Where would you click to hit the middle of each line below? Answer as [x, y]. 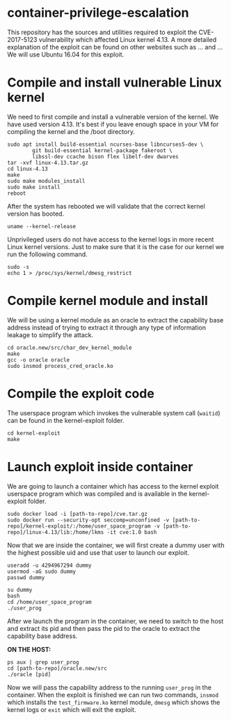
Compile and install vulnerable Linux [114, 83]
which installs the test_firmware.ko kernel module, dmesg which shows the [114, 702]
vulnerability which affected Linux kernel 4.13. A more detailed [128, 39]
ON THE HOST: [29, 649]
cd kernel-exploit [34, 433]
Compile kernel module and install [108, 301]
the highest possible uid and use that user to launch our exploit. [98, 552]
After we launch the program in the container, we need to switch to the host [115, 621]
